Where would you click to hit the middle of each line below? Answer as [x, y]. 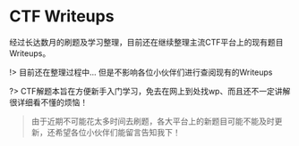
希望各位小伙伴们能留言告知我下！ [118, 132]
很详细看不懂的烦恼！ [48, 102]
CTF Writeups [62, 16]
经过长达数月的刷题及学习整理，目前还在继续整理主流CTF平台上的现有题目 [146, 42]
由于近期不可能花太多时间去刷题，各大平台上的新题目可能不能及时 [153, 121]
